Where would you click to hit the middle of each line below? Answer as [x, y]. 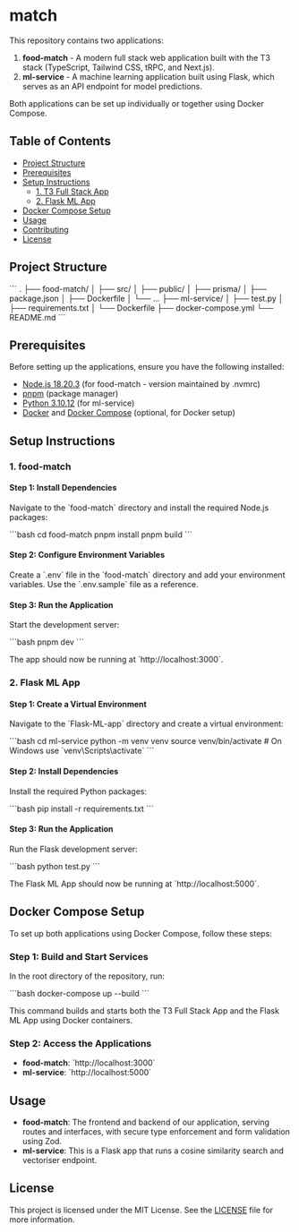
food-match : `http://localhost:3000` [89, 1063]
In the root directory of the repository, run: [87, 976]
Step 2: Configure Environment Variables [87, 555]
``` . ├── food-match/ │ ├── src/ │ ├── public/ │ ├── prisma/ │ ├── [138, 288]
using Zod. [42, 1142]
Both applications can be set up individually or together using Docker [137, 103]
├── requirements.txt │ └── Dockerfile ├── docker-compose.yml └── [141, 308]
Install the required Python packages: [78, 791]
